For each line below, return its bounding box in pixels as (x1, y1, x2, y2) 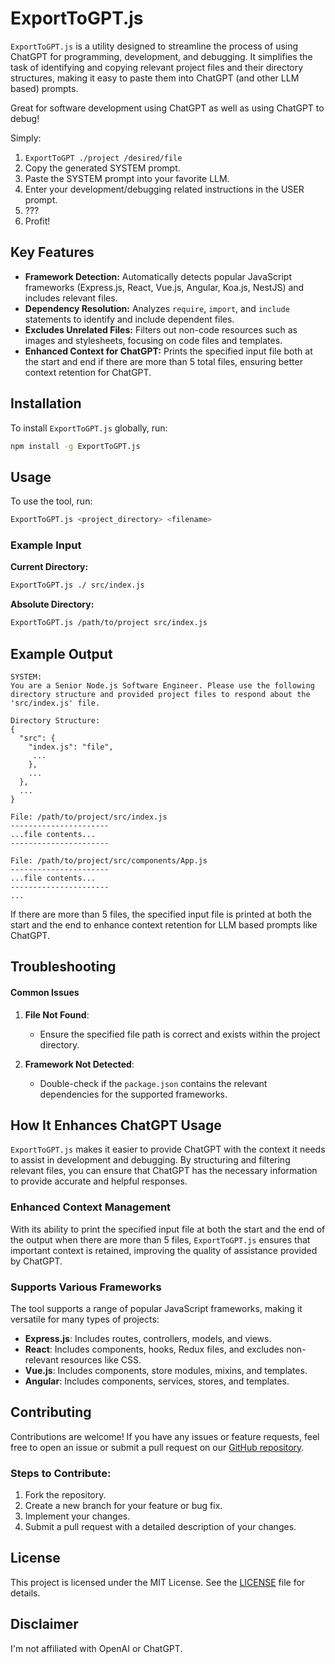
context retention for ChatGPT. (24, 366, 152, 378)
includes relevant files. (24, 292, 118, 304)
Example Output (10, 645, 113, 662)
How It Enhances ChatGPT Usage (10, 1117, 222, 1134)
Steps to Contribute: (10, 1466, 112, 1480)
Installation (10, 395, 82, 412)
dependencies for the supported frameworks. (39, 1088, 228, 1100)
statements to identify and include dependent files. (24, 313, 235, 325)
